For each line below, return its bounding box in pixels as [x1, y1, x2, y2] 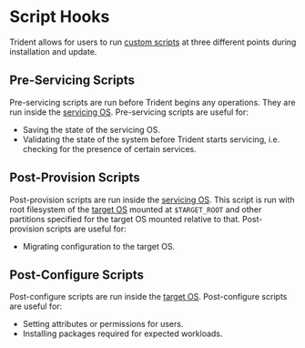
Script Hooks [9, 6, 110, 27]
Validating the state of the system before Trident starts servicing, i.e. [22, 134, 280, 145]
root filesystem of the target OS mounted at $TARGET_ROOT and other [9, 203, 262, 215]
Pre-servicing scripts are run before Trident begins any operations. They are [9, 97, 296, 107]
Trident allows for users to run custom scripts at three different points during [9, 36, 297, 47]
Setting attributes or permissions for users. [22, 319, 184, 330]
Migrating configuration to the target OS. [22, 241, 176, 251]
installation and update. [9, 46, 97, 56]
